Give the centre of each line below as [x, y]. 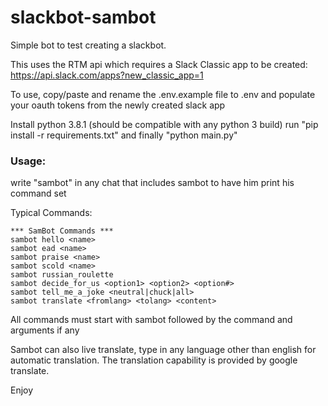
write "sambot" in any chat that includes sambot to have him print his [152, 183]
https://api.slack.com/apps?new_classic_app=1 [107, 75]
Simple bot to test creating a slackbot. [88, 45]
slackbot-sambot [83, 17]
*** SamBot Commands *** [62, 231]
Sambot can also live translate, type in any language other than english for [163, 350]
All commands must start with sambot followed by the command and [151, 320]
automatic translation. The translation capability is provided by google [154, 360]
